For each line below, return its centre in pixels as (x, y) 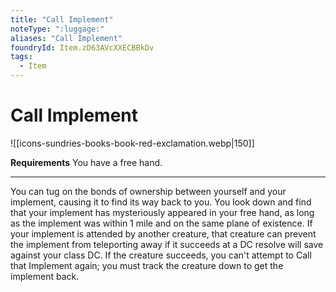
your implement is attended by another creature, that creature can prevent (163, 233)
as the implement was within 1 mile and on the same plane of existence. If (161, 223)
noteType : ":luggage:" (57, 29)
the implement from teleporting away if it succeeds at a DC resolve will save (167, 244)
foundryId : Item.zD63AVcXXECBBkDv (82, 47)
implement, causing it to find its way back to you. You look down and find (161, 202)
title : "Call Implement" (62, 19)
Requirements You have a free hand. (86, 162)
